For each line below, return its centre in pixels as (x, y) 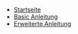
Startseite (27, 10)
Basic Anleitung (36, 17)
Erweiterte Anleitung (42, 24)
